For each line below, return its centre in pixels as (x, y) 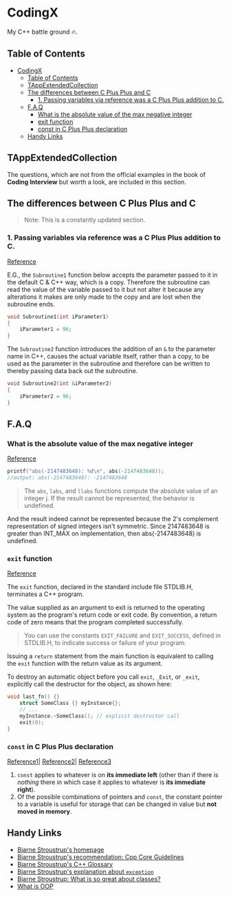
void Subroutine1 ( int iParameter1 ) (58, 317)
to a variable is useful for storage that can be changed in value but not (117, 804)
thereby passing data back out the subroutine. (73, 371)
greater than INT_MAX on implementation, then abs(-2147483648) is (104, 534)
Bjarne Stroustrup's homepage (60, 849)
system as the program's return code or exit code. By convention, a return (112, 615)
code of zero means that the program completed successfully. (95, 622)
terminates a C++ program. (46, 594)
